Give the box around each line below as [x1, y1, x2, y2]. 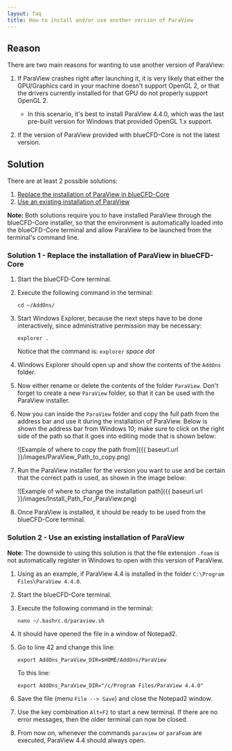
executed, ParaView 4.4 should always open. [17, 736, 145, 744]
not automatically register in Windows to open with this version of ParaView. [7, 556, 224, 564]
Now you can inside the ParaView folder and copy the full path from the [17, 410, 220, 418]
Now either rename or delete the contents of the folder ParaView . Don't [17, 382, 219, 390]
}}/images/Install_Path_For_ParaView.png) [17, 494, 137, 503]
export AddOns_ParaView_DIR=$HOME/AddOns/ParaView [17, 656, 167, 663]
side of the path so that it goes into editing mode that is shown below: [17, 432, 217, 440]
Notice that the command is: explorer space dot [17, 347, 155, 355]
